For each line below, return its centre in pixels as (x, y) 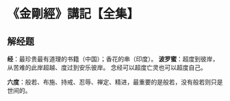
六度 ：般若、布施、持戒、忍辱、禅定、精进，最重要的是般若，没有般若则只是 (115, 82)
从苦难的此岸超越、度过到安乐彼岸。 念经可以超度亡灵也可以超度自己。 (107, 68)
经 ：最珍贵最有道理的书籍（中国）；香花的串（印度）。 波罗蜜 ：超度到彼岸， (113, 59)
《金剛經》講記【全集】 (73, 14)
